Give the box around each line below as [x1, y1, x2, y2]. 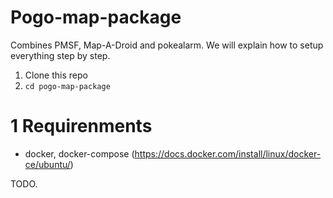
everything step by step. [10, 49, 111, 61]
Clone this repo [24, 69, 88, 81]
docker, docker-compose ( [24, 147, 135, 160]
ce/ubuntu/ [24, 158, 71, 170]
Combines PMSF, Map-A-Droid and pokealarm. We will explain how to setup [10, 39, 324, 51]
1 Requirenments [10, 115, 153, 138]
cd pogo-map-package [24, 81, 111, 91]
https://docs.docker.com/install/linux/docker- [134, 147, 322, 160]
